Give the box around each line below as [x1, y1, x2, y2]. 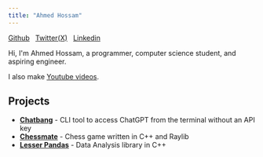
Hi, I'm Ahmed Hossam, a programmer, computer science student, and [8, 48, 237, 57]
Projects [8, 95, 50, 108]
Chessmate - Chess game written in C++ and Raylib [19, 132, 190, 141]
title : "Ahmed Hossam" [8, 11, 82, 20]
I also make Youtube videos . [8, 71, 100, 81]
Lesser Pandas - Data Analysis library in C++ [19, 141, 166, 150]
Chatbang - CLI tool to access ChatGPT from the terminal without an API [19, 115, 255, 125]
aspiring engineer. [8, 57, 67, 66]
